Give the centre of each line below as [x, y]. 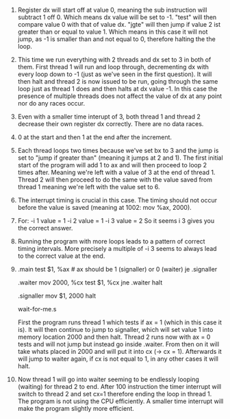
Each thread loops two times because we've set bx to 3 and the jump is [118, 151]
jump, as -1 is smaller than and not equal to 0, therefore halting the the [117, 39]
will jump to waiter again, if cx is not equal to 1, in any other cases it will [118, 359]
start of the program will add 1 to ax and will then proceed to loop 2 [112, 165]
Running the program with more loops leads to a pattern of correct [111, 241]
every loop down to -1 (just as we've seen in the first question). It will [115, 74]
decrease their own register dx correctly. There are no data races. [111, 124]
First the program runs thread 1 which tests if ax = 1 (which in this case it [119, 322]
